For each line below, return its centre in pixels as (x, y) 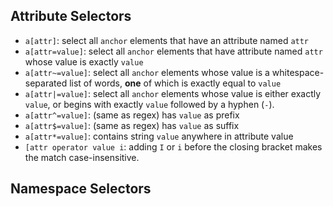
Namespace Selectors (81, 189)
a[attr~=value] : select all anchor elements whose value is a (147, 72)
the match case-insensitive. (82, 157)
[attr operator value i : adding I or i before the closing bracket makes (173, 146)
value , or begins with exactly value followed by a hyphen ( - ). (149, 104)
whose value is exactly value (84, 61)
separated (46, 83)
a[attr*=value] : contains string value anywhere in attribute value (159, 136)
